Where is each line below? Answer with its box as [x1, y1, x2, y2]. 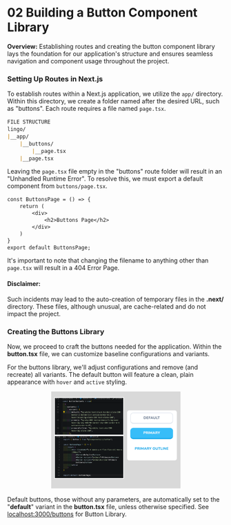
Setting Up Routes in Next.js [7, 74, 103, 83]
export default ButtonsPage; [7, 245, 91, 251]
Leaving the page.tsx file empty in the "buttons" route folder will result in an [7, 167, 223, 176]
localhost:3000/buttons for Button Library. [7, 510, 128, 518]
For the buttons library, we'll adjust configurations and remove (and [7, 363, 199, 371]
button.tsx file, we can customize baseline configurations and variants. [7, 349, 210, 358]
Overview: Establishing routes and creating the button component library [7, 42, 215, 50]
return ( [19, 203, 45, 210]
